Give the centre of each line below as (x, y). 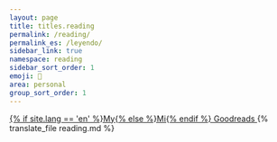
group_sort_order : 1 (48, 93)
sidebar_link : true (46, 51)
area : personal (38, 84)
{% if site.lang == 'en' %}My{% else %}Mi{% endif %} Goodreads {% (139, 119)
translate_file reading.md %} (62, 128)
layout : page (34, 18)
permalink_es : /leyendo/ (56, 43)
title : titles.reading (52, 26)
